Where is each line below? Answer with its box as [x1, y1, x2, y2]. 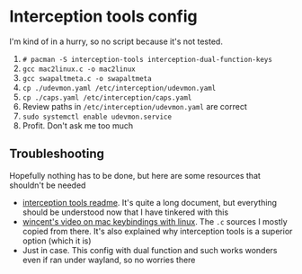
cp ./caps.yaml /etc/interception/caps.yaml [22, 93, 192, 102]
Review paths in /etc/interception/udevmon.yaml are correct [22, 101, 247, 111]
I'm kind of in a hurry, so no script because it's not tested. [9, 36, 223, 47]
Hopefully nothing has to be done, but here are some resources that [9, 170, 261, 181]
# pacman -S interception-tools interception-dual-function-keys [22, 55, 272, 64]
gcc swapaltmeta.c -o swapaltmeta [22, 74, 152, 83]
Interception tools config [9, 6, 198, 27]
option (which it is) [22, 235, 92, 246]
